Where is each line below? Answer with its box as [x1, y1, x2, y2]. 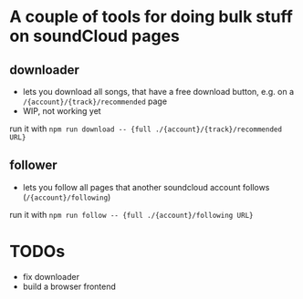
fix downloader [22, 271, 80, 282]
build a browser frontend [22, 281, 117, 292]
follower [9, 158, 57, 173]
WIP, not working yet [22, 106, 102, 116]
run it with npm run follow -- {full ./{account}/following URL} [9, 209, 254, 220]
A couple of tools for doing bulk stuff [9, 6, 294, 27]
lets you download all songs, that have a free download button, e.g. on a [22, 87, 295, 97]
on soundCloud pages [9, 26, 181, 46]
